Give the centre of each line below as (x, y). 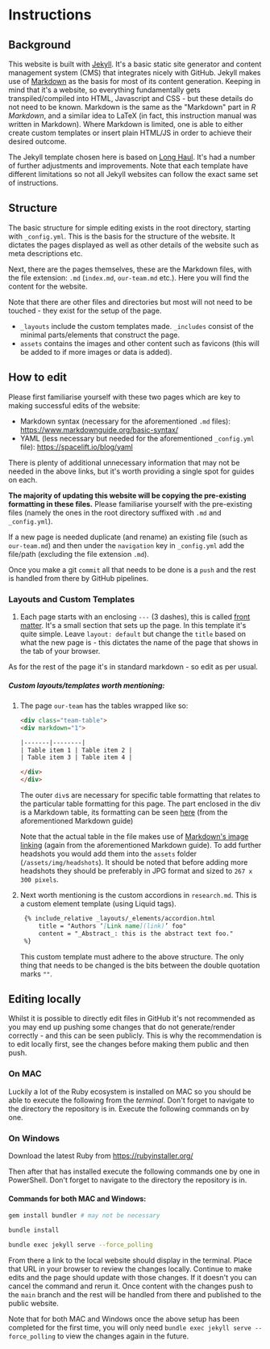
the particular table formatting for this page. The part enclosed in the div (140, 804)
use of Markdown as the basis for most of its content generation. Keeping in (135, 81)
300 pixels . (39, 879)
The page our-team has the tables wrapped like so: (104, 706)
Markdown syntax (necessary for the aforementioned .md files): (125, 421)
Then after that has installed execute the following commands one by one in (134, 1171)
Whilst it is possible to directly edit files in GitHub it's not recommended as (132, 1018)
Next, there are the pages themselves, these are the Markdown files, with (130, 269)
